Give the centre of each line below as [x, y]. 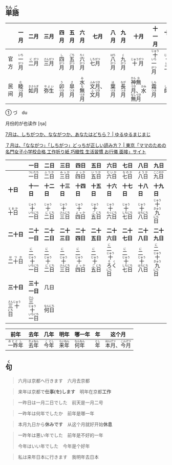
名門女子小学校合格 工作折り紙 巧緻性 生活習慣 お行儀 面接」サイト [76, 151]
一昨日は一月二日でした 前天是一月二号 [60, 402]
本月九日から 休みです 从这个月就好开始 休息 [65, 424]
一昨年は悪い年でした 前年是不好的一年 [60, 435]
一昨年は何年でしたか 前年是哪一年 [56, 413]
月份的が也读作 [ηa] [26, 123]
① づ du [16, 112]
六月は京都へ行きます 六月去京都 [54, 380]
